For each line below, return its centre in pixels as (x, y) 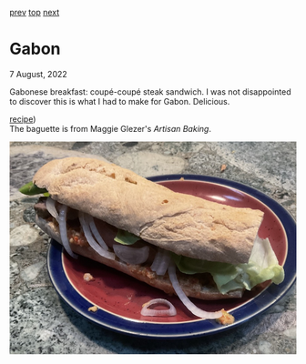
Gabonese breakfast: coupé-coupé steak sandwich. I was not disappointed (150, 91)
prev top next (35, 12)
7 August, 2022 (39, 74)
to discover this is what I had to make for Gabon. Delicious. (120, 101)
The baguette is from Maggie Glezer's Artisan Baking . (111, 128)
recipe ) (23, 119)
